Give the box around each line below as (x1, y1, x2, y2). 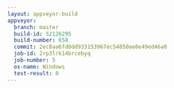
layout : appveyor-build (7, 10, 78, 18)
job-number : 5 (14, 57, 56, 64)
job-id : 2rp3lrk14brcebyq (14, 50, 91, 57)
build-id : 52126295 (14, 30, 72, 38)
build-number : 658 (14, 37, 69, 44)
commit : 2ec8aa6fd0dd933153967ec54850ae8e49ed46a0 (14, 43, 168, 50)
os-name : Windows (14, 63, 66, 70)
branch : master (14, 23, 59, 31)
